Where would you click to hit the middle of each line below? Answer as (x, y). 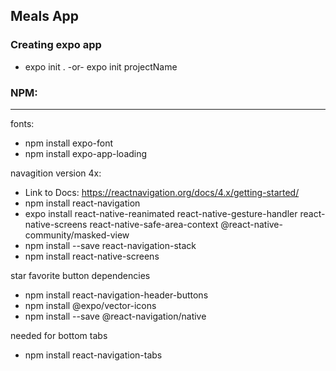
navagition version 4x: (56, 173)
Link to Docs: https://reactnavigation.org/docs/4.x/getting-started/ (162, 192)
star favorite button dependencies (80, 275)
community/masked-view (77, 235)
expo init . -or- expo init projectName (101, 66)
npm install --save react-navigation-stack (110, 245)
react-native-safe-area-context (154, 224)
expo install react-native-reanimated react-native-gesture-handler (161, 213)
